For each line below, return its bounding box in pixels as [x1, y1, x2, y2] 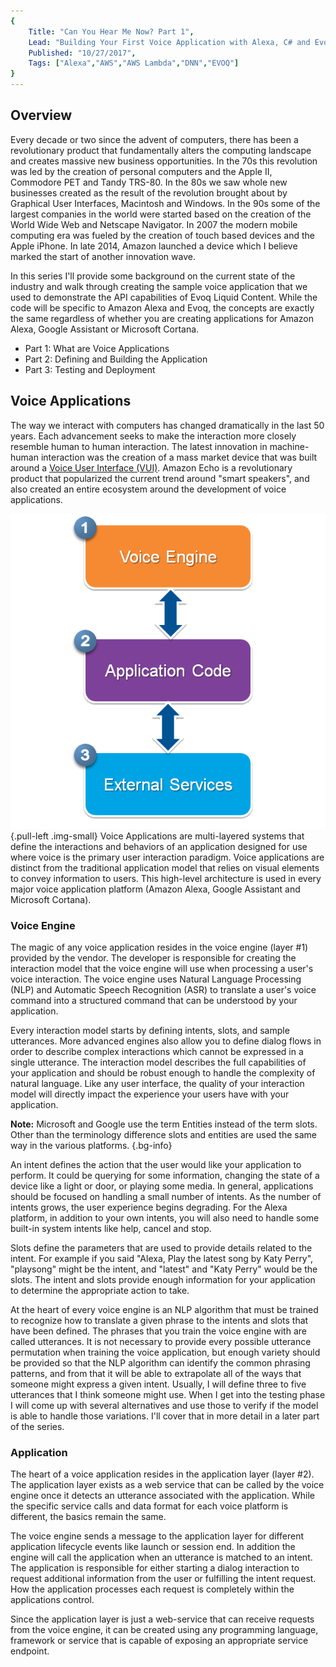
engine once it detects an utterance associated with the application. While [10, 1490, 316, 1502]
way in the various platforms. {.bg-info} [10, 1139, 173, 1151]
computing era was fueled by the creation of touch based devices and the [10, 229, 316, 241]
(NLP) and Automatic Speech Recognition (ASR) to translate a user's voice [10, 983, 317, 995]
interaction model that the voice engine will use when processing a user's [10, 962, 314, 974]
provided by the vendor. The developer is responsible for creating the [10, 951, 297, 964]
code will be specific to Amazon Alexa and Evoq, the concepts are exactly [10, 301, 315, 314]
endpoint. [10, 1645, 50, 1657]
